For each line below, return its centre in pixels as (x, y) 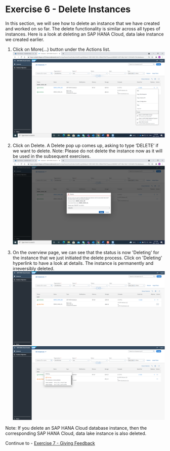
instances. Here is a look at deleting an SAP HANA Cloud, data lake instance (85, 34)
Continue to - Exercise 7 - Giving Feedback (50, 443)
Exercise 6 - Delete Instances (68, 9)
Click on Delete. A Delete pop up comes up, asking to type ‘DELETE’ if (86, 146)
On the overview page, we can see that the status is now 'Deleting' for (86, 253)
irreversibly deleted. (33, 269)
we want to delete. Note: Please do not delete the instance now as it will (88, 151)
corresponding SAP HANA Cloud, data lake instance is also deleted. (76, 433)
